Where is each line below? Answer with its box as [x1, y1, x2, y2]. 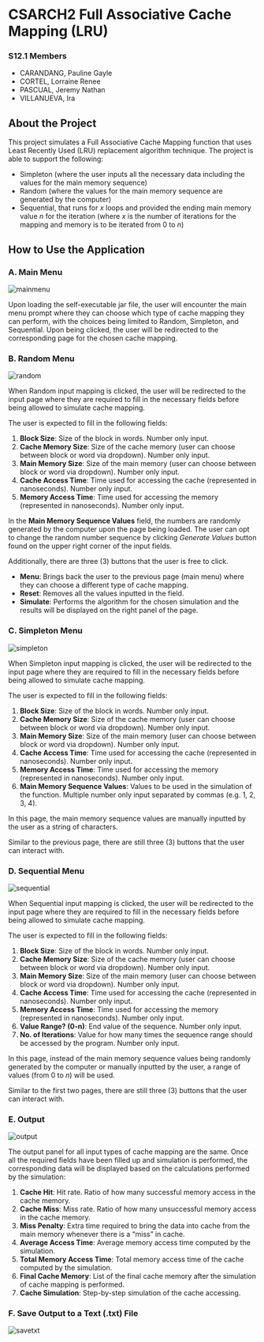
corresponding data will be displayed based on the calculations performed [8, 1163, 250, 1174]
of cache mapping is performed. [19, 1280, 125, 1289]
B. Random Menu [8, 353, 75, 364]
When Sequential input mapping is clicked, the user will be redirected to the [8, 898, 254, 908]
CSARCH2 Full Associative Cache [8, 6, 232, 24]
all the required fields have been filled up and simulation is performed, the [8, 1156, 248, 1165]
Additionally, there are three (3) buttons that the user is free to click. [8, 557, 229, 566]
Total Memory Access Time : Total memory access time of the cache [19, 1254, 244, 1265]
